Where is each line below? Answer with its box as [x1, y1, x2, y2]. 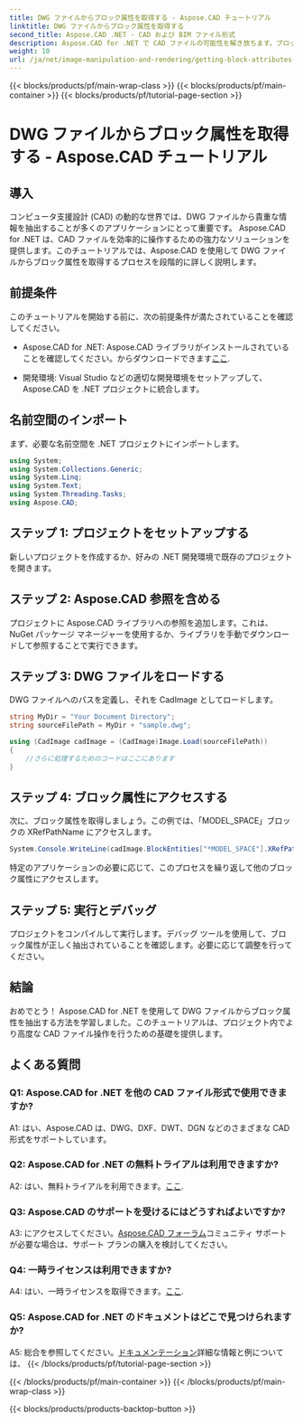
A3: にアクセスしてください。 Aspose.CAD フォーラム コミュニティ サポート [9, 1228, 288, 1239]
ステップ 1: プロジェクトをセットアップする [9, 525, 250, 541]
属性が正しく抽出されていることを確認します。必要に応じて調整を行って [24, 939, 293, 950]
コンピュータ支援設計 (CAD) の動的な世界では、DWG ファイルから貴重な [9, 212, 280, 221]
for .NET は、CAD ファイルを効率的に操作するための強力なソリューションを [9, 234, 290, 244]
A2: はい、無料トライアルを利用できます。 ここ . [9, 1181, 184, 1192]
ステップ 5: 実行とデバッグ [9, 902, 158, 918]
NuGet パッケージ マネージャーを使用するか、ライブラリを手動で [9, 628, 251, 639]
